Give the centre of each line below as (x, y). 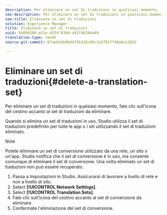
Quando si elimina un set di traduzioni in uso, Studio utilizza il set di (74, 121)
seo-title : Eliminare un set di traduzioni (51, 19)
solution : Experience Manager (37, 24)
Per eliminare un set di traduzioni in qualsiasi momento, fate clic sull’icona (81, 106)
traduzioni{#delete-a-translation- (76, 81)
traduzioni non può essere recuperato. (44, 167)
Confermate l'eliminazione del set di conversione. (63, 208)
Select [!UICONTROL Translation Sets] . (53, 192)
